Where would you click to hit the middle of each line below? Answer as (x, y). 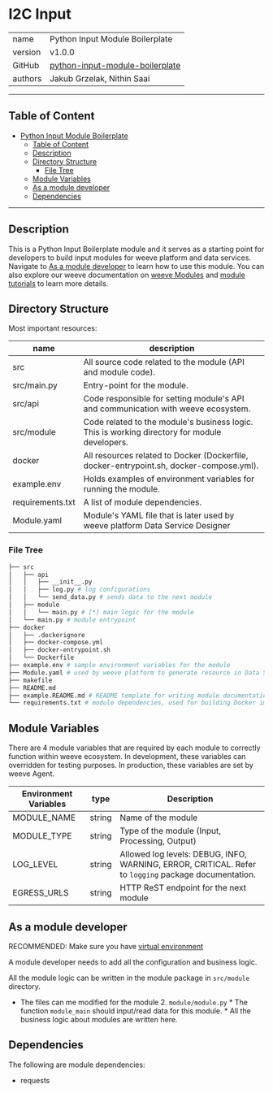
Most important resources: (53, 328)
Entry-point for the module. (136, 385)
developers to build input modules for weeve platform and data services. (130, 258)
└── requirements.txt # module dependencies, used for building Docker (132, 703)
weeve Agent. (32, 774)
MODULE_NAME (44, 818)
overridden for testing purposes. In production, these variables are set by (131, 766)
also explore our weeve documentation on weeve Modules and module (127, 275)
